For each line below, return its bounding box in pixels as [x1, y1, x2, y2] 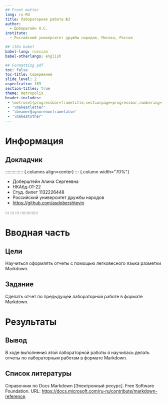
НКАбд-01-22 [12, 184, 41, 189]
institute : [5, 31, 28, 36]
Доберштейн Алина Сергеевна [12, 178, 79, 184]
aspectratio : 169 [5, 81, 41, 87]
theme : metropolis [5, 91, 43, 96]
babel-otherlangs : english [5, 54, 61, 59]
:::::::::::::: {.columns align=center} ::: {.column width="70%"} [5, 169, 129, 174]
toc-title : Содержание [5, 72, 52, 77]
